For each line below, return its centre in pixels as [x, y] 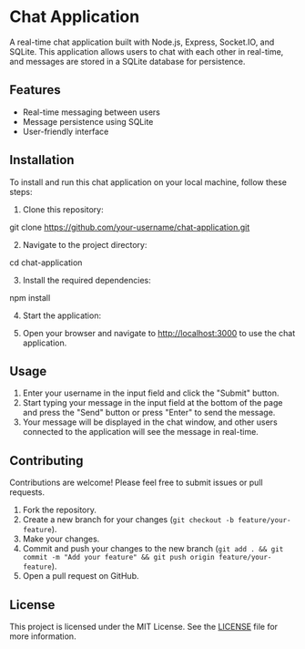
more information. [43, 636]
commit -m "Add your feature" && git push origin [119, 558]
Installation [42, 160]
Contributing [46, 461]
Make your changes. [61, 539]
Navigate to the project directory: [85, 244]
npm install [30, 297]
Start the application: [62, 315]
